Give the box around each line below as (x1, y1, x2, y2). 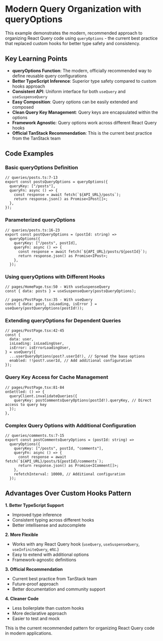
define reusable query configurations (12, 72, 87, 79)
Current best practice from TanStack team (12, 575, 98, 581)
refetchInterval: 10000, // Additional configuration (14, 472, 125, 476)
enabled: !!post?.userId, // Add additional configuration (9, 358, 132, 363)
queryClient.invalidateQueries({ (9, 393, 78, 399)
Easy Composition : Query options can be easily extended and (12, 99, 138, 105)
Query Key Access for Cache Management (5, 374, 108, 380)
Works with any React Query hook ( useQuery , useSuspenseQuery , (12, 541, 140, 547)
